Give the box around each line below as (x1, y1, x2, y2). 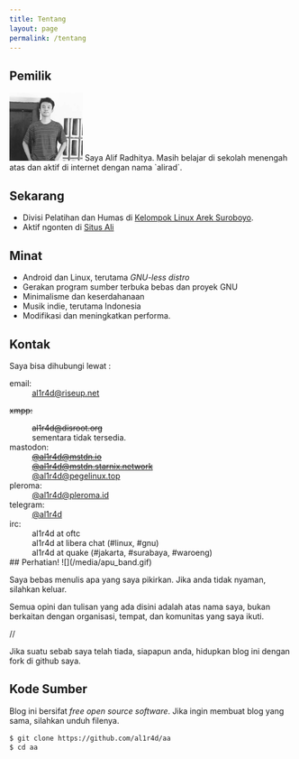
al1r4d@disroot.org (32, 422, 104, 433)
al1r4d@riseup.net (32, 387, 100, 398)
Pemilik (9, 68, 52, 83)
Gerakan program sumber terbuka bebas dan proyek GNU (22, 282, 239, 292)
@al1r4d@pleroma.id (32, 489, 110, 500)
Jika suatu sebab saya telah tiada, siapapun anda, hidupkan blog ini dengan (9, 645, 291, 656)
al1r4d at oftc (32, 528, 81, 539)
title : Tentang (9, 14, 67, 23)
